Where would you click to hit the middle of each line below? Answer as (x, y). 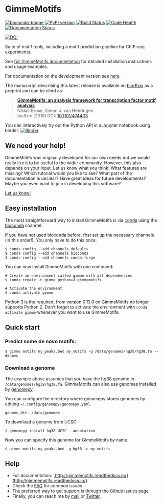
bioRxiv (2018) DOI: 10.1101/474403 (52, 115)
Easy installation (31, 208)
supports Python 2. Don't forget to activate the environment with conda (76, 307)
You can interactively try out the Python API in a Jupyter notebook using (78, 125)
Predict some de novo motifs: (41, 341)
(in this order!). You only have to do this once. (51, 240)
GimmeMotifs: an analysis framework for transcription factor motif (86, 100)
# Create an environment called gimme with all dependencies (69, 275)
